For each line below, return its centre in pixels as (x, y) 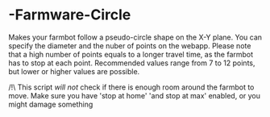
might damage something (51, 104)
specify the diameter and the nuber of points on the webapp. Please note (130, 45)
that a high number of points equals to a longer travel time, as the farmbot (131, 54)
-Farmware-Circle (70, 15)
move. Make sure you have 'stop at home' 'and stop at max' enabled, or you (134, 95)
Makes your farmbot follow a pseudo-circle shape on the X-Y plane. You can (135, 37)
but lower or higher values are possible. (74, 71)
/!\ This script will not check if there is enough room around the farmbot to (131, 87)
